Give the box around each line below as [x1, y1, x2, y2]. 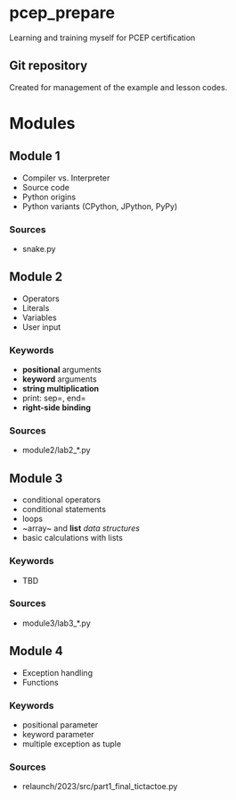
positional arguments [21, 365, 102, 375]
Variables [21, 312, 57, 323]
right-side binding [21, 402, 91, 413]
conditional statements [21, 504, 107, 515]
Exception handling [21, 667, 94, 678]
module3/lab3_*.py [21, 618, 91, 628]
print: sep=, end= [21, 392, 86, 404]
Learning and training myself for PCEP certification [9, 32, 196, 43]
